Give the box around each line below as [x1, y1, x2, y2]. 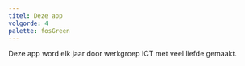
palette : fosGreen [8, 27, 70, 35]
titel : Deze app [8, 11, 63, 20]
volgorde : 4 [8, 19, 48, 27]
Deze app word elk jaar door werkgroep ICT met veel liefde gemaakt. [8, 49, 238, 59]
